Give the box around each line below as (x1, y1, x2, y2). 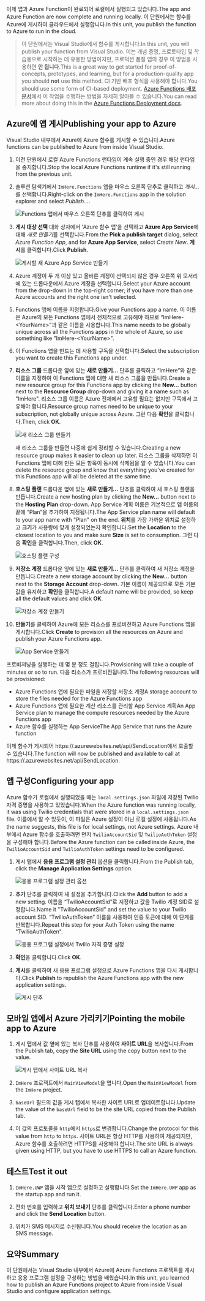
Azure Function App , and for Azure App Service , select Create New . (15, 238, 188, 246)
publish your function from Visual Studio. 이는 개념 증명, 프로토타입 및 (21, 48, 193, 55)
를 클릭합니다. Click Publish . (20, 246, 89, 253)
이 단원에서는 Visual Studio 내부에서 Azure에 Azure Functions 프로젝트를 (6, 1267, 184, 1274)
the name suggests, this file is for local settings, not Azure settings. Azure (6, 823, 192, 830)
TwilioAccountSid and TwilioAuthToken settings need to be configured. (6, 845, 185, 853)
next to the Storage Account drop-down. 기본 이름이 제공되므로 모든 (15, 580, 185, 587)
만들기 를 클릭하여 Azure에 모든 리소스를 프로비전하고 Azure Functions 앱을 (15, 620, 196, 628)
